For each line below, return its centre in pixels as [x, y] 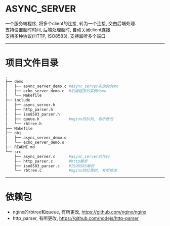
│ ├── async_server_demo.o [36, 138]
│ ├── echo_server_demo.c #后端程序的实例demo [56, 91]
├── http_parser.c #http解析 [51, 161]
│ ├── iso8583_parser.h [32, 114]
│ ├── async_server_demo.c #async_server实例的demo [62, 86]
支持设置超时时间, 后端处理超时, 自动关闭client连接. [58, 30]
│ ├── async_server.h [30, 105]
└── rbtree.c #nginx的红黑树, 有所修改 [66, 171]
